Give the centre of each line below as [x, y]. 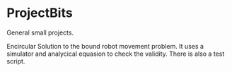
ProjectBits [40, 13]
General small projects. [40, 32]
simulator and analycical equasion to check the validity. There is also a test [116, 54]
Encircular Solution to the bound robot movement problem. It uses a [105, 46]
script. [16, 61]
